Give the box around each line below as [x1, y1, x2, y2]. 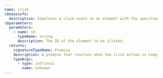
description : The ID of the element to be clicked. [17, 39, 125, 44]
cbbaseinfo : [4, 12, 29, 16]
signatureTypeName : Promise [13, 47, 70, 52]
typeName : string [17, 34, 53, 39]
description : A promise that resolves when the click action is [13, 52, 146, 57]
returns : [9, 43, 27, 48]
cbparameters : [4, 20, 34, 26]
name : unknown [22, 66, 51, 71]
